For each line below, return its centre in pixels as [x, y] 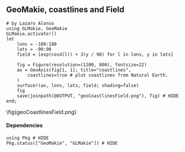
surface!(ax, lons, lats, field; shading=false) [78, 85]
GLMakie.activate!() [32, 34]
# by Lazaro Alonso [30, 23]
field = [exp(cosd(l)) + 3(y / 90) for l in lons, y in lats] [95, 54]
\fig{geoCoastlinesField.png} [42, 112]
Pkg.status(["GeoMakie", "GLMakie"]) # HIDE [62, 143]
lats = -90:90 [34, 49]
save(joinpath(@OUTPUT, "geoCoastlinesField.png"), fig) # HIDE [98, 96]
